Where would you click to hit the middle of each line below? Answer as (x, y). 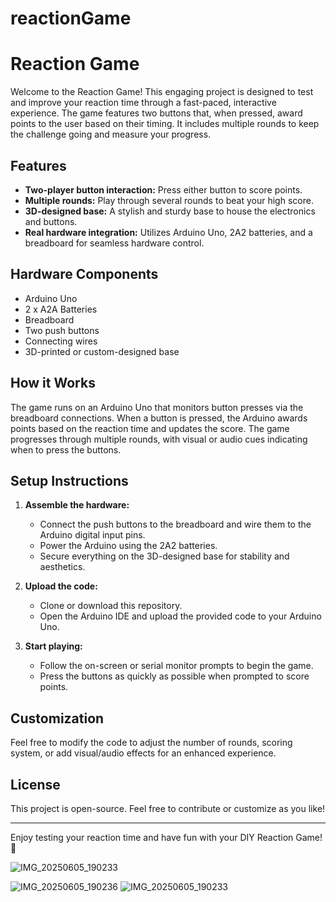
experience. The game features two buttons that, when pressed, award (156, 113)
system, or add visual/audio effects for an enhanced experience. (143, 753)
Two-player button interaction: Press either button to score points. (163, 189)
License (35, 784)
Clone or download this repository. (111, 606)
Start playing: (53, 646)
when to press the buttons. (66, 449)
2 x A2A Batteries (61, 309)
